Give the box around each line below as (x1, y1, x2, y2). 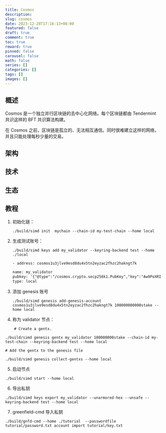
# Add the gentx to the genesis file (5, 348, 83, 353)
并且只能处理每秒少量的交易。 (5, 133, 66, 139)
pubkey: (12, 274, 28, 280)
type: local (12, 279, 37, 284)
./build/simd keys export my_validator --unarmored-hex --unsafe (5, 395, 143, 400)
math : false (5, 58, 30, 63)
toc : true (5, 40, 26, 45)
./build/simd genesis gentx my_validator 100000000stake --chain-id (5, 335, 150, 340)
